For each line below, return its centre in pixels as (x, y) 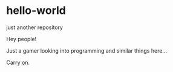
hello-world (36, 11)
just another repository (35, 27)
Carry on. (18, 62)
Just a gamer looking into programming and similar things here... (87, 51)
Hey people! (21, 39)
